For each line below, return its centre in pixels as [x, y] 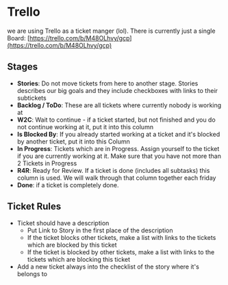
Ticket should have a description [63, 223]
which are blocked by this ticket [72, 245]
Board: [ [18, 38]
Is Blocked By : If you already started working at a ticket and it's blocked [118, 134]
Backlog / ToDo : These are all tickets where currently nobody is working [119, 105]
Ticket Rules [34, 207]
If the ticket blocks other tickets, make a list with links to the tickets [122, 237]
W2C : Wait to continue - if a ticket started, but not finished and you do [116, 120]
